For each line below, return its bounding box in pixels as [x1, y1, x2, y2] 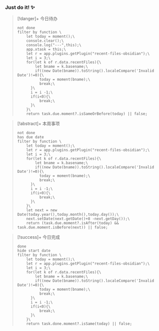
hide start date [17, 248, 51, 253]
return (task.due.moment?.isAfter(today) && [26, 221, 119, 226]
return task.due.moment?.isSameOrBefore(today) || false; [26, 111, 148, 116]
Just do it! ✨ [5, 4, 35, 11]
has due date [17, 135, 44, 140]
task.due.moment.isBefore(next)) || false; [17, 225, 108, 230]
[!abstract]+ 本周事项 [17, 121, 60, 127]
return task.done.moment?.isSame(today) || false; [26, 321, 132, 327]
